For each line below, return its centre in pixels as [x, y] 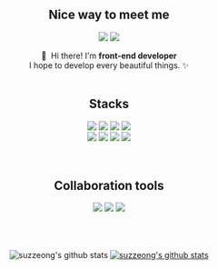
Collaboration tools [109, 186]
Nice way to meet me [109, 15]
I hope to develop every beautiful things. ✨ [109, 65]
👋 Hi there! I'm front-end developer [109, 55]
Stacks [109, 104]
